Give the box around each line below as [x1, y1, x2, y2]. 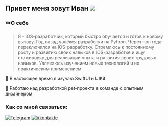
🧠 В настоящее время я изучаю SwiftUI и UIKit [5, 75, 106, 81]
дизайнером [5, 90, 33, 97]
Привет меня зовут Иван [5, 4, 88, 13]
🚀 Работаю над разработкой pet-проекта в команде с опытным [5, 85, 144, 91]
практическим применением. [17, 66, 83, 72]
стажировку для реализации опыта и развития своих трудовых [17, 54, 157, 60]
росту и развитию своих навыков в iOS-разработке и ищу [17, 49, 145, 55]
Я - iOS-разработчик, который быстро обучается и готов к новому [17, 33, 163, 39]
